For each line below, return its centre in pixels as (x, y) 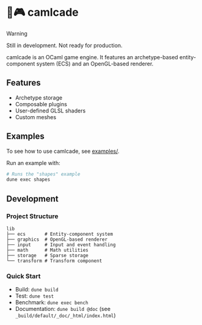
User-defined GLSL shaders (50, 111)
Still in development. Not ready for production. (65, 45)
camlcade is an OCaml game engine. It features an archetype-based (92, 57)
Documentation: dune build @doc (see (63, 309)
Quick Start (23, 276)
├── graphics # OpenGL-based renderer (57, 239)
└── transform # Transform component (54, 261)
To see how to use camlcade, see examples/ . (63, 151)
